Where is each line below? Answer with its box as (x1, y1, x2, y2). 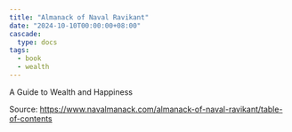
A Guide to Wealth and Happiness (9, 86, 134, 97)
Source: (9, 104, 38, 114)
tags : (9, 46, 29, 55)
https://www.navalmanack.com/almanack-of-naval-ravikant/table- (39, 104, 283, 114)
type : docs (17, 37, 58, 47)
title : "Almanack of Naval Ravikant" (9, 12, 150, 22)
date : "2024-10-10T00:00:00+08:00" (9, 21, 142, 30)
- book (17, 54, 42, 63)
